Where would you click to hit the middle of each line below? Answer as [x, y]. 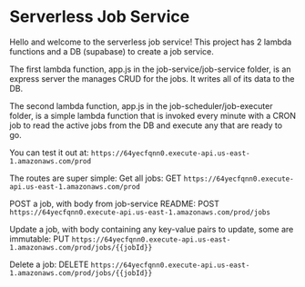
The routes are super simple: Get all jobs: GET [96, 178]
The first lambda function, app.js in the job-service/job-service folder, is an [150, 69]
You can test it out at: [49, 153]
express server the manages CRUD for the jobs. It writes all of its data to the [152, 78]
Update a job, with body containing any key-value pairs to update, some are [152, 229]
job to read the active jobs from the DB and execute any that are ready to [146, 125]
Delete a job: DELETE [49, 264]
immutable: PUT [40, 239]
